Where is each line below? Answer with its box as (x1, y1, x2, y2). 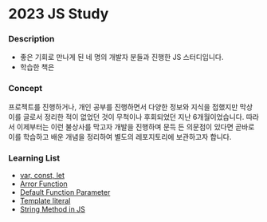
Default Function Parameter (19, 188, 111, 197)
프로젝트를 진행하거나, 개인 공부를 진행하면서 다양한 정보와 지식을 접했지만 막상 (8, 101, 253, 112)
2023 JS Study (8, 5, 109, 23)
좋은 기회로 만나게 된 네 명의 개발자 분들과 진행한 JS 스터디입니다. (19, 53, 224, 62)
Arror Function (19, 179, 68, 188)
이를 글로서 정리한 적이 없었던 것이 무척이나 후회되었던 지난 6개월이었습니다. (8, 112, 245, 121)
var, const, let (19, 171, 65, 180)
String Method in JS (19, 204, 86, 214)
